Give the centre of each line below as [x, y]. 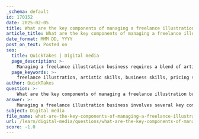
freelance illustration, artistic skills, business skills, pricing [103, 77]
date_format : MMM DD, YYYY [39, 39]
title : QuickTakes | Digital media [55, 56]
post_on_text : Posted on [37, 45]
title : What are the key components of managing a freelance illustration [100, 28]
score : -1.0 [21, 127]
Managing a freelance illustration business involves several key [100, 105]
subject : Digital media [36, 111]
